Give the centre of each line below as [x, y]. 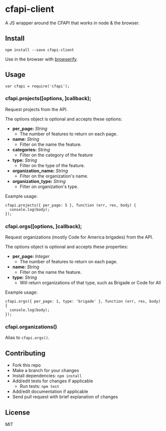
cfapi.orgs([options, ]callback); [44, 226]
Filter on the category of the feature [56, 155]
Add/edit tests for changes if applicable [53, 381]
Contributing [25, 353]
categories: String [31, 149]
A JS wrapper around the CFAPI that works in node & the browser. [72, 23]
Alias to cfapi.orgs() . [27, 338]
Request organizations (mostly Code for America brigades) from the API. [79, 237]
